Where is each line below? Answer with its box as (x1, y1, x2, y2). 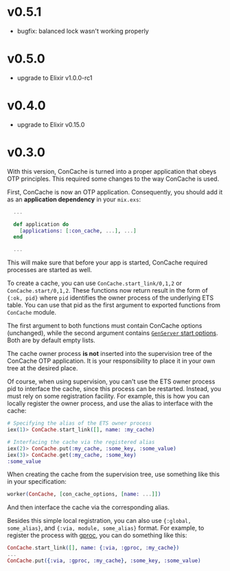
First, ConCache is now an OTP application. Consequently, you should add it (7, 188, 223, 196)
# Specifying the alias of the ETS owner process (7, 420, 152, 427)
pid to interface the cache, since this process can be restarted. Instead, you (7, 385, 222, 393)
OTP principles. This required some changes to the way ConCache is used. (7, 175, 220, 183)
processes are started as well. (7, 266, 93, 274)
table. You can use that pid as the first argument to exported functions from (7, 301, 221, 309)
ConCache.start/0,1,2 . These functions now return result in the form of (7, 287, 208, 295)
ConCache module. (7, 309, 57, 317)
